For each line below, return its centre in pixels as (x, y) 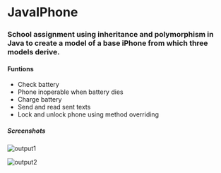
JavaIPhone (43, 12)
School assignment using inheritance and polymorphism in (110, 35)
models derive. (34, 52)
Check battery (38, 85)
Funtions (20, 68)
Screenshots (26, 131)
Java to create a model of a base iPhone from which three (108, 43)
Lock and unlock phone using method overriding (88, 114)
